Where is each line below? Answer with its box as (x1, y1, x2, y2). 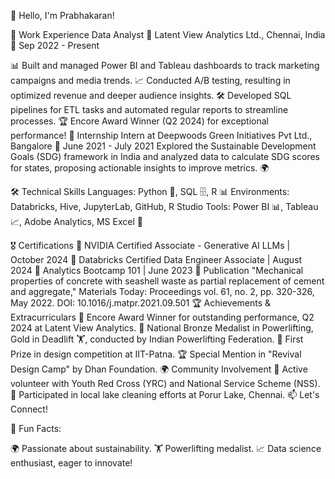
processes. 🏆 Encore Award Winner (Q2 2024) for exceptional (10, 115, 270, 127)
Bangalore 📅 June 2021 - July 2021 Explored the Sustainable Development (10, 140, 317, 152)
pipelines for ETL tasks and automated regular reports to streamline (10, 104, 289, 115)
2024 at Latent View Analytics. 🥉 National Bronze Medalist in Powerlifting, (10, 322, 314, 334)
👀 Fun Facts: (10, 423, 62, 434)
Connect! (10, 403, 48, 415)
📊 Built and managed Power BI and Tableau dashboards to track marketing (10, 60, 320, 71)
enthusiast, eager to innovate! (10, 457, 133, 469)
